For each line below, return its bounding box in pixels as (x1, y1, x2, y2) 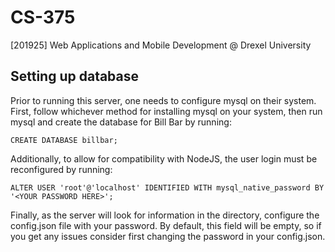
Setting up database (10, 68, 140, 85)
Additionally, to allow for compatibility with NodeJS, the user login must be (10, 152, 318, 165)
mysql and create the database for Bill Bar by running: (10, 116, 232, 128)
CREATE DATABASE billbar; (10, 135, 118, 145)
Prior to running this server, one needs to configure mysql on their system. (10, 94, 317, 106)
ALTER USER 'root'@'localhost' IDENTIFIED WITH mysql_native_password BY (10, 182, 325, 193)
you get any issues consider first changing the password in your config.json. (10, 230, 326, 242)
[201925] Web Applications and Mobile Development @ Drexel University (10, 39, 312, 51)
